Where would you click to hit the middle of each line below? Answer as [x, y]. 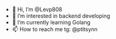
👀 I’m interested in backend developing [61, 16]
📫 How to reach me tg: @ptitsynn [55, 29]
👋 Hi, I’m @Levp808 [37, 9]
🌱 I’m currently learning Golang [51, 22]
